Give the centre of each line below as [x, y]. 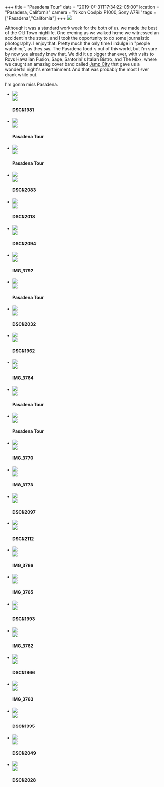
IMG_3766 [23, 566]
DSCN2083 [24, 190]
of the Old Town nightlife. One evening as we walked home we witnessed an [82, 33]
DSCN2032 [24, 324]
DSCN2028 [24, 780]
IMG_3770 [23, 458]
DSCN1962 [23, 351]
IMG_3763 [23, 699]
